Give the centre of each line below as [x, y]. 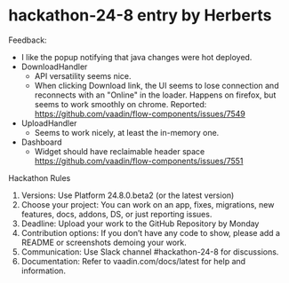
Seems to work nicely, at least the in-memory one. [127, 132]
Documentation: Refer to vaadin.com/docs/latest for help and [133, 261]
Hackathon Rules [40, 177]
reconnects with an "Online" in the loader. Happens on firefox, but [155, 95]
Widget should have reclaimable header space [120, 151]
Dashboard [42, 142]
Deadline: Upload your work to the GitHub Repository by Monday [140, 224]
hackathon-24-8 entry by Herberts [140, 16]
